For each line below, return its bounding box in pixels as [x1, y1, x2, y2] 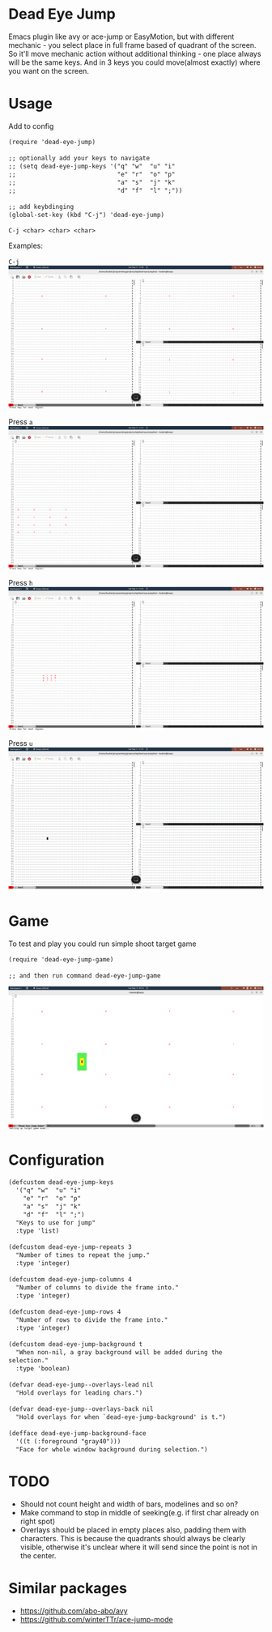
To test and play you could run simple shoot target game [8, 939, 197, 948]
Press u [8, 739, 34, 748]
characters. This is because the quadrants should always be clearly [19, 1534, 245, 1544]
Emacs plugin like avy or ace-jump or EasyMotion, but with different [8, 32, 235, 41]
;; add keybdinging [8, 202, 74, 211]
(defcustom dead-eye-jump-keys [8, 1178, 114, 1187]
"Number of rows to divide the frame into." [15, 1316, 168, 1324]
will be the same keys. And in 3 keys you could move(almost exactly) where [8, 58, 261, 67]
